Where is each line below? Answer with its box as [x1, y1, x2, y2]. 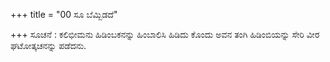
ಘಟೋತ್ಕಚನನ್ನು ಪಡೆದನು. [10, 40, 87, 51]
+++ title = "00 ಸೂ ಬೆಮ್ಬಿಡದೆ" [10, 9, 118, 20]
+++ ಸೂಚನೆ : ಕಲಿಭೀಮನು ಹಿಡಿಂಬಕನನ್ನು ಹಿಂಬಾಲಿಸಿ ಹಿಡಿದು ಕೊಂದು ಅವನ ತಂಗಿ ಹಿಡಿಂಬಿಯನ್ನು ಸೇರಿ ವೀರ [10, 29, 320, 40]
